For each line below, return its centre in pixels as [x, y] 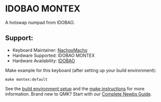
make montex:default [27, 79]
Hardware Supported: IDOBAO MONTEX [54, 55]
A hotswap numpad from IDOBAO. [40, 22]
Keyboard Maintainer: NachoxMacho [50, 50]
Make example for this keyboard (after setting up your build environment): [81, 70]
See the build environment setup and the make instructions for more [75, 89]
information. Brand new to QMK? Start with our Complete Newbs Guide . [79, 94]
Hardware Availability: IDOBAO [44, 61]
